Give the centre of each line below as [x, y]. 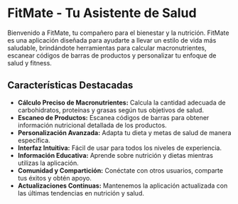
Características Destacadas [70, 86]
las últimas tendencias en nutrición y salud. [81, 193]
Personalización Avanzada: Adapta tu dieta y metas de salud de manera [124, 132]
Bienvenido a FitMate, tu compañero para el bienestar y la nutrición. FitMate [118, 33]
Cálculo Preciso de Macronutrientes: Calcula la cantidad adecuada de [121, 102]
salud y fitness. [29, 63]
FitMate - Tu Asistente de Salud [102, 13]
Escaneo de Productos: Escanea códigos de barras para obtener [113, 117]
